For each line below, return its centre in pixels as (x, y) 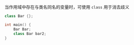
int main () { (18, 25)
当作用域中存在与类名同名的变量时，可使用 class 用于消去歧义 (67, 7)
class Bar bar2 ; (30, 34)
